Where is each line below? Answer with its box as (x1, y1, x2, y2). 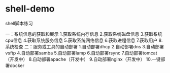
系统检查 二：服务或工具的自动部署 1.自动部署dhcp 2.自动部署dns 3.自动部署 (5, 43, 164, 49)
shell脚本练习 (5, 20, 33, 26)
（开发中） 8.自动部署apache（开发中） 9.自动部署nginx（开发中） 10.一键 (5, 56, 161, 62)
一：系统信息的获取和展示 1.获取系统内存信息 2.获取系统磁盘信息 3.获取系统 (5, 31, 162, 37)
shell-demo (5, 3, 55, 15)
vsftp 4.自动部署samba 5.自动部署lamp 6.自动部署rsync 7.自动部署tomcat (5, 50, 157, 56)
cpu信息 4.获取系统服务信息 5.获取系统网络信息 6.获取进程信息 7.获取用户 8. (5, 37, 163, 43)
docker (9, 62, 24, 68)
